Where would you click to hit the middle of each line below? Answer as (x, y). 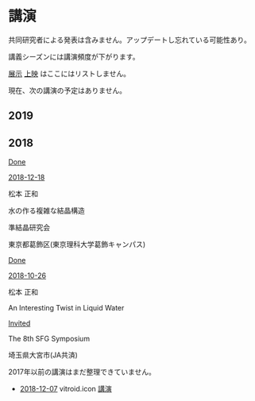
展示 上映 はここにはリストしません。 (70, 73)
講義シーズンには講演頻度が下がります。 (74, 56)
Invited (19, 323)
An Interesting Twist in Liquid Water (66, 308)
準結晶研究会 (29, 228)
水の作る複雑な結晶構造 (46, 210)
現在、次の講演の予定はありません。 (68, 90)
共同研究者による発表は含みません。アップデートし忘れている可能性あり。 (130, 40)
